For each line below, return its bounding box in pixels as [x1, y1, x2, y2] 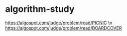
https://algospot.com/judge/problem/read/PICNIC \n [5, 20, 113, 26]
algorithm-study [5, 3, 75, 15]
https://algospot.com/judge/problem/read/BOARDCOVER [5, 25, 122, 31]
